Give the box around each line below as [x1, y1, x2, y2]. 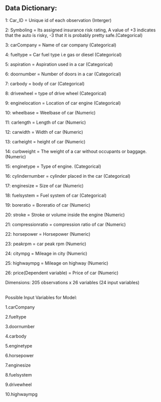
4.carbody [5, 333, 26, 339]
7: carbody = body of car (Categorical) [5, 80, 85, 86]
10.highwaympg [5, 391, 38, 397]
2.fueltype [5, 314, 26, 320]
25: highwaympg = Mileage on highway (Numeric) [5, 260, 108, 266]
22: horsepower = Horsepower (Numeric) [5, 231, 91, 237]
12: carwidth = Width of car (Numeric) [5, 129, 83, 135]
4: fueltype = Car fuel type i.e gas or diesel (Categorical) [5, 51, 122, 57]
